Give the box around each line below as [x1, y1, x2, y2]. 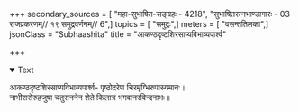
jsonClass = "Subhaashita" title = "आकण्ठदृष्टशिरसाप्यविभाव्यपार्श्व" [9, 29, 227, 40]
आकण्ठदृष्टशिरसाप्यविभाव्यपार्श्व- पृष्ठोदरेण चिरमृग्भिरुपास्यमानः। [9, 82, 186, 92]
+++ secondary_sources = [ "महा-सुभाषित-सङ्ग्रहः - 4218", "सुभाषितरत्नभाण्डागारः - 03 [9, 9, 291, 19]
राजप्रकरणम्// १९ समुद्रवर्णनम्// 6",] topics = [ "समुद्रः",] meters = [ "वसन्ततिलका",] [9, 19, 269, 29]
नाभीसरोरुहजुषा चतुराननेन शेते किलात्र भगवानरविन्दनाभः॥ [9, 92, 170, 103]
